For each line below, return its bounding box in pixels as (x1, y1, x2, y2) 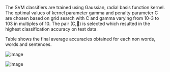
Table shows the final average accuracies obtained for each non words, (5, 36, 155, 42)
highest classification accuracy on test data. (5, 26, 98, 32)
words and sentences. (5, 41, 52, 47)
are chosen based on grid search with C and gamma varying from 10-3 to (5, 15, 159, 21)
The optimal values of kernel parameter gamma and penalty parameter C (5, 10, 158, 16)
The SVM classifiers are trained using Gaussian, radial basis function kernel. (5, 5, 165, 10)
